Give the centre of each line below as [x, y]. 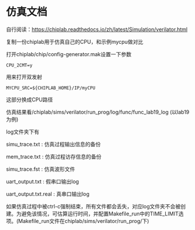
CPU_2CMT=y [19, 65]
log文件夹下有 [23, 132]
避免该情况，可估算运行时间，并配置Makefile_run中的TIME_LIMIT [100, 214]
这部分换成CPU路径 [30, 99]
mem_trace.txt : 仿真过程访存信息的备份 [54, 156]
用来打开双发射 [24, 77]
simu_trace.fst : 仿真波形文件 [40, 169]
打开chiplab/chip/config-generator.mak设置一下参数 [69, 54]
